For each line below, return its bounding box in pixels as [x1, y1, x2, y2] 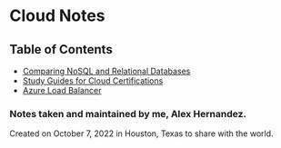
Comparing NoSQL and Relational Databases [22, 65, 191, 76]
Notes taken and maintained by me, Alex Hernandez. [9, 107, 247, 120]
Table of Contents [9, 42, 114, 57]
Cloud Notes [9, 5, 106, 26]
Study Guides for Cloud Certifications [22, 75, 164, 86]
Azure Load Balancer [22, 85, 102, 95]
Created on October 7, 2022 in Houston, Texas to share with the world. [9, 128, 275, 139]
